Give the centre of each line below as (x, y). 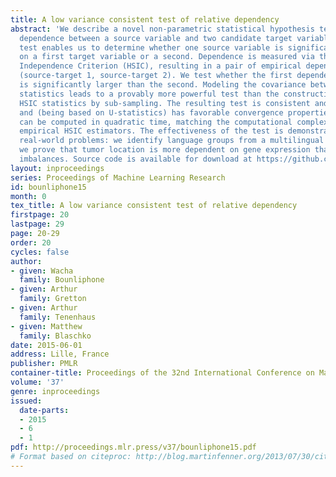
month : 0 (28, 196)
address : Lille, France (60, 354)
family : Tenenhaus (58, 317)
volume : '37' (37, 382)
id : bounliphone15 (48, 187)
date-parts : (44, 410)
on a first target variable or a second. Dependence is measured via (167, 57)
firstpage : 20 (40, 215)
